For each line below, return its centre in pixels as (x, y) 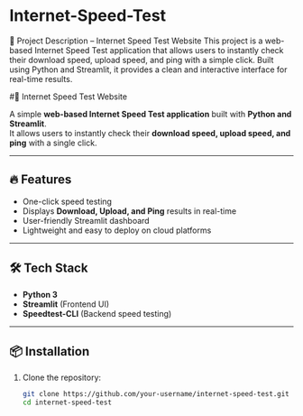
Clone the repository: (62, 378)
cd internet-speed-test (67, 402)
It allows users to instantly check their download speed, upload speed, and (150, 133)
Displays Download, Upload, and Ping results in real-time (129, 211)
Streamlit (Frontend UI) (66, 304)
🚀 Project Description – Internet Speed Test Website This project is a (136, 41)
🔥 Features (41, 180)
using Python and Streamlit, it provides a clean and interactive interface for (148, 69)
